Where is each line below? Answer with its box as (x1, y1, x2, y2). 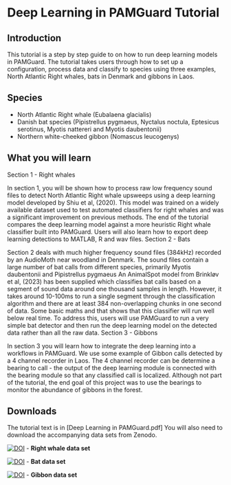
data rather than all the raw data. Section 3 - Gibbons (7, 328, 158, 337)
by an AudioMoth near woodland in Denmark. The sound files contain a (7, 256, 209, 264)
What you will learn (7, 153, 91, 164)
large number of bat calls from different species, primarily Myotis (7, 262, 191, 271)
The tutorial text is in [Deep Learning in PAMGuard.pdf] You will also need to (7, 424, 223, 432)
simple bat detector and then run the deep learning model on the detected (7, 321, 217, 329)
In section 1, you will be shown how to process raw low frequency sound (7, 183, 212, 192)
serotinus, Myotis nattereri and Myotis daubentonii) (16, 125, 162, 133)
